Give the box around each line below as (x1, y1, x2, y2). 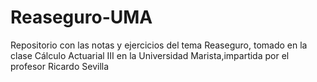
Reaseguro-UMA (10, 6, 153, 29)
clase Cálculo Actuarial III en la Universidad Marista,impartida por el (10, 49, 290, 61)
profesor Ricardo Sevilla (10, 60, 110, 72)
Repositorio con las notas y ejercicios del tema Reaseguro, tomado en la (10, 39, 308, 51)
